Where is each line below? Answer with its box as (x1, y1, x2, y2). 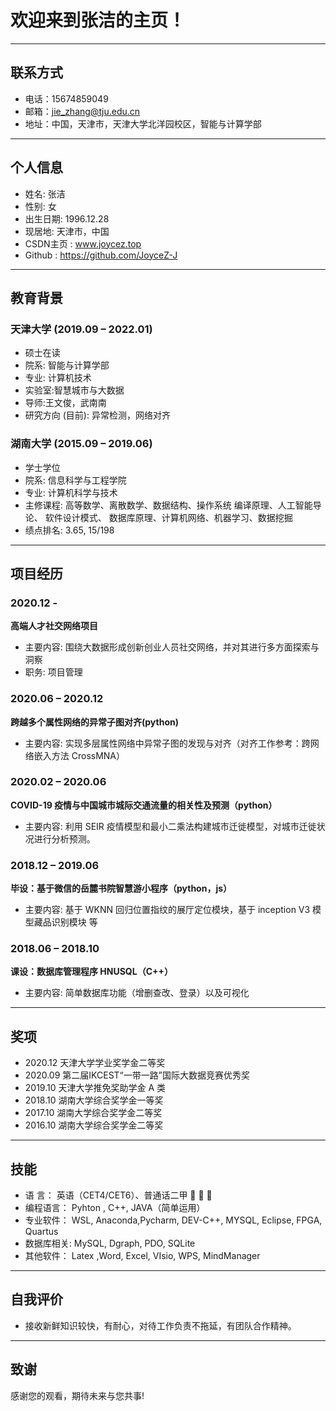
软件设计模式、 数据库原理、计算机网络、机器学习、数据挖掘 (44, 511, 293, 523)
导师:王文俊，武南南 (24, 397, 107, 409)
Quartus (24, 1226, 59, 1238)
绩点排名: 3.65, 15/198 (24, 524, 115, 536)
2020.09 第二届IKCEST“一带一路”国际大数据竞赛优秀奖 (24, 1069, 250, 1081)
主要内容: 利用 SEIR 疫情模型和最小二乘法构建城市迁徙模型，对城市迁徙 (24, 820, 317, 832)
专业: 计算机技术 (24, 372, 92, 384)
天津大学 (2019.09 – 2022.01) (10, 322, 153, 336)
